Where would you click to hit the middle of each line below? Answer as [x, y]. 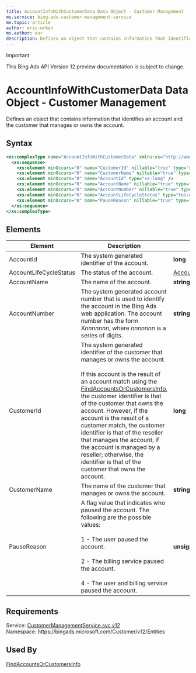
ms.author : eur [24, 33]
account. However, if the [114, 411]
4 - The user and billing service [124, 584]
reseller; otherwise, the [112, 455]
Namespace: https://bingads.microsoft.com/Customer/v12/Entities [85, 631]
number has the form [110, 321]
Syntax [19, 144]
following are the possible [116, 517]
